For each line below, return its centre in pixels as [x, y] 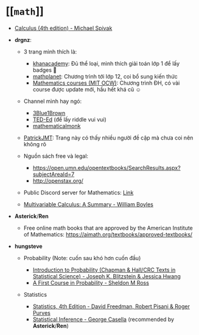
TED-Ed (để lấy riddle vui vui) [70, 119]
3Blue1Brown [49, 113]
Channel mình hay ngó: [53, 101]
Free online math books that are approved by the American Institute [108, 228]
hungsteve [29, 246]
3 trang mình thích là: [50, 51]
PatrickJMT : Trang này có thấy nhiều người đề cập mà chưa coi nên [108, 138]
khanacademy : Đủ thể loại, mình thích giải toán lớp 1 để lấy [106, 63]
